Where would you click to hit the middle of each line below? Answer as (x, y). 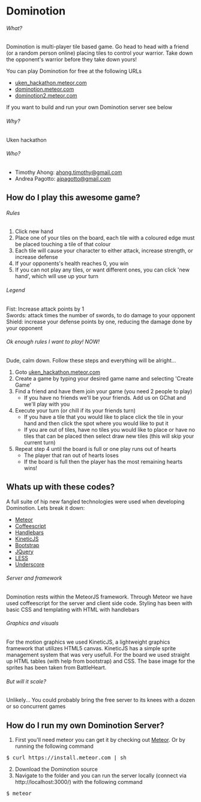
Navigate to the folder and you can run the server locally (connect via (101, 776)
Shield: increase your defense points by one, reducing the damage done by (99, 322)
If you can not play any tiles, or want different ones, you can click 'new (102, 270)
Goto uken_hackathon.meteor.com (58, 372)
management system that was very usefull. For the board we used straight (98, 655)
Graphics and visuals (32, 623)
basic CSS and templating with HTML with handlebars (73, 609)
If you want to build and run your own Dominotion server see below (89, 107)
